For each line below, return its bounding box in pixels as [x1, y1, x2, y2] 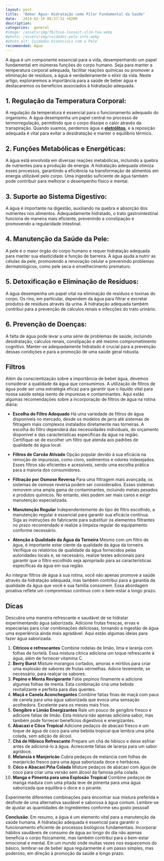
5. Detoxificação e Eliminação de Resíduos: [5, 277, 139, 286]
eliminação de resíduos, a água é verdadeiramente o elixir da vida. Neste [5, 72, 151, 78]
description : [5, 20, 32, 26]
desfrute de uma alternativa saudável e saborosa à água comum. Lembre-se [5, 800, 159, 805]
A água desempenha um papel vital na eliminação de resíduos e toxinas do [5, 291, 156, 296]
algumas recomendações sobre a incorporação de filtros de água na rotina [5, 396, 156, 402]
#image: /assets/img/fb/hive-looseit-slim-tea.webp [5, 30, 112, 35]
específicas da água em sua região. [12, 563, 84, 568]
